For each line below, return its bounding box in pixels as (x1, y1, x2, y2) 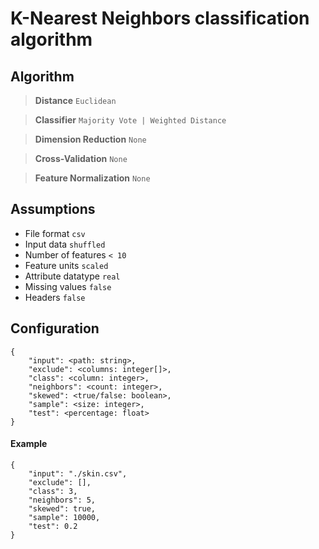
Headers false (24, 291, 86, 303)
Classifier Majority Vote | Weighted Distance (34, 114, 227, 126)
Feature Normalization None (34, 172, 151, 184)
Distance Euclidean (34, 95, 117, 106)
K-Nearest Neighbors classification (10, 7, 310, 30)
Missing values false (24, 280, 112, 292)
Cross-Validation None (34, 153, 128, 164)
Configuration (10, 320, 100, 337)
